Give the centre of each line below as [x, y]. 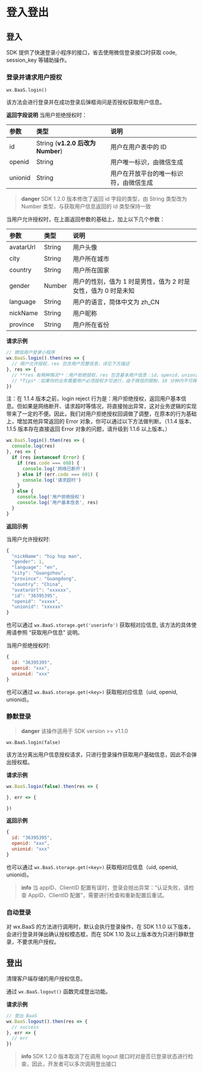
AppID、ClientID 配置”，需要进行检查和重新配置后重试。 [98, 895]
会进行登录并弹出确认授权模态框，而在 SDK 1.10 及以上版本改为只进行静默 [98, 934]
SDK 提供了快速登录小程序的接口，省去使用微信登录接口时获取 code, [92, 52]
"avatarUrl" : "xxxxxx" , [41, 590]
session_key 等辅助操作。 [38, 60]
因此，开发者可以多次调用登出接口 [74, 1064]
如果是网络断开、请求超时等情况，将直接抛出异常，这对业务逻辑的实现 [109, 406]
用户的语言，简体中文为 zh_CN [116, 302]
